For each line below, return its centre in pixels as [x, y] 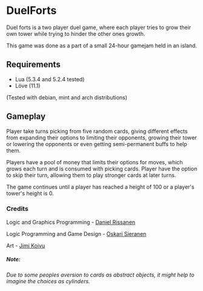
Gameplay [26, 117]
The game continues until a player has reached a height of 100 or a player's [101, 187]
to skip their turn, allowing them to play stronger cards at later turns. [91, 175]
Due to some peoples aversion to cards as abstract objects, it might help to [101, 275]
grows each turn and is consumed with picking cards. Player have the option [102, 169]
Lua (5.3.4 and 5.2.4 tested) [50, 79]
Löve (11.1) [28, 85]
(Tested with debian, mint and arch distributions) [67, 97]
